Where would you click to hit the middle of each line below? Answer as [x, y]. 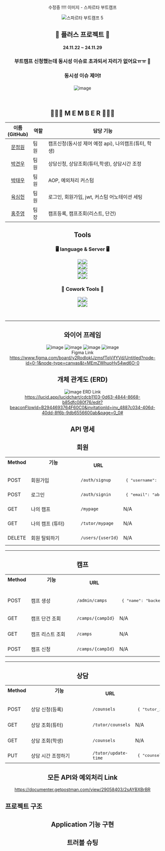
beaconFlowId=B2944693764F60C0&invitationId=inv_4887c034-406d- [82, 407]
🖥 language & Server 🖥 [82, 249]
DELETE [17, 538]
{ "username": [141, 480]
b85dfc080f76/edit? [82, 402]
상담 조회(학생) [47, 740]
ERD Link [92, 392]
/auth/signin [96, 495]
